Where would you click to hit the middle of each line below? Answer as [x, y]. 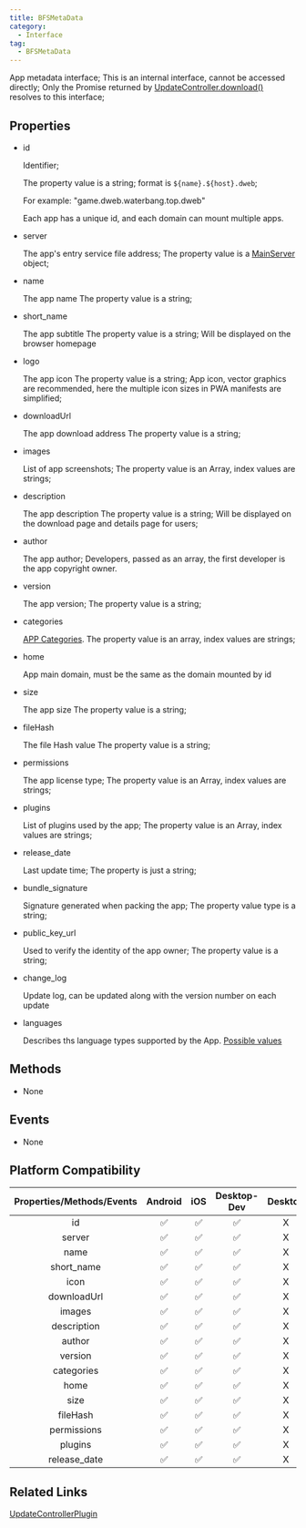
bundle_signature [55, 887]
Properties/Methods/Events [76, 1202]
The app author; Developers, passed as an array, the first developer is [154, 559]
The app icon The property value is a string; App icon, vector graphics [154, 378]
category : [28, 26]
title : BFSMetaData [46, 18]
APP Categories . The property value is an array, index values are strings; [159, 639]
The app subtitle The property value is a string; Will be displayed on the [157, 333]
